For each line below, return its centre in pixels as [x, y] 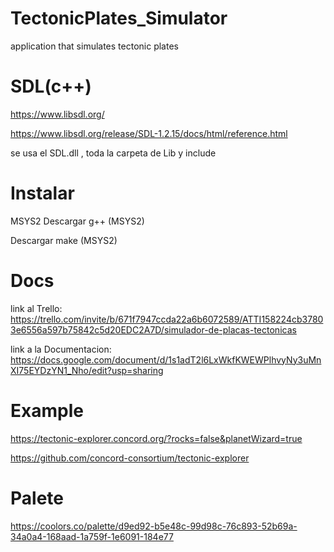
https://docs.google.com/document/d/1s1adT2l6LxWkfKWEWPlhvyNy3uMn [166, 359]
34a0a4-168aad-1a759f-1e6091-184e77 [92, 536]
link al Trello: [36, 308]
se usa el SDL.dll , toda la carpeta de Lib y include [113, 153]
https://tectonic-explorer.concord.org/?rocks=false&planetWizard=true [156, 438]
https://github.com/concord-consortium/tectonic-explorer [130, 458]
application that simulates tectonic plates [94, 46]
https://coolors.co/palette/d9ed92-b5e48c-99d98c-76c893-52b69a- [154, 526]
